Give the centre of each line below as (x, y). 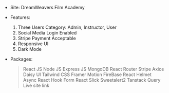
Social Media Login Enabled (47, 33)
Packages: (21, 59)
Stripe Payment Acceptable (47, 38)
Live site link (36, 85)
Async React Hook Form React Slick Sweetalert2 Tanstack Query (92, 80)
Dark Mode (30, 49)
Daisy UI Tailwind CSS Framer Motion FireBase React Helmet (87, 75)
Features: (20, 17)
